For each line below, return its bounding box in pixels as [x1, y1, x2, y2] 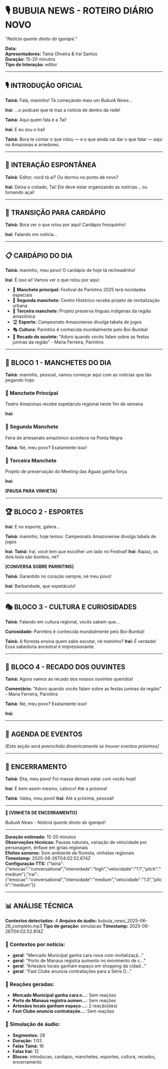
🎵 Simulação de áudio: [5, 1021, 60, 1028]
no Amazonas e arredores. [5, 141, 60, 147]
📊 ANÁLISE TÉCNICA [5, 902, 73, 910]
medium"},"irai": [5, 871, 38, 877]
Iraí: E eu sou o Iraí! [5, 126, 45, 132]
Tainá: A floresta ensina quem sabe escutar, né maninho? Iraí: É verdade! [5, 638, 156, 644]
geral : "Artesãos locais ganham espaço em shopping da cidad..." [12, 963, 146, 969]
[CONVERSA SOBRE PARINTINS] [5, 563, 74, 569]
